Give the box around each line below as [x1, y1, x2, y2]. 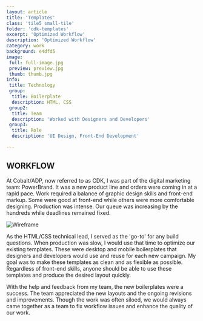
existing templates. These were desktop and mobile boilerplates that [6, 245, 177, 252]
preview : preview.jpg [8, 65, 64, 72]
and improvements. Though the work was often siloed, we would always [6, 296, 187, 303]
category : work [6, 43, 45, 49]
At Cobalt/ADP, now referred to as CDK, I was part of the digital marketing [6, 177, 191, 184]
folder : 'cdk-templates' [6, 25, 69, 32]
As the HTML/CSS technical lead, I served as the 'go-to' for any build [6, 232, 179, 240]
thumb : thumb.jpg [8, 71, 53, 77]
